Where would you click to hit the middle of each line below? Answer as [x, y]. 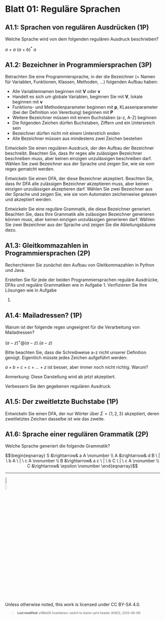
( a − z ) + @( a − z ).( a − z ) [29, 342]
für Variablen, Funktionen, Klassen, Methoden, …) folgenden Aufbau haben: [82, 82]
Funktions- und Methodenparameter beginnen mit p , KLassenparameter [85, 107]
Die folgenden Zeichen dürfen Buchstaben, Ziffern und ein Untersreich [84, 123]
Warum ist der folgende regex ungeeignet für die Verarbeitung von [72, 327]
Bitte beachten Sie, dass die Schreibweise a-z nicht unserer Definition [76, 352]
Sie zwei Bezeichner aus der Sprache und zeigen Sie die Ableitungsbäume [81, 225]
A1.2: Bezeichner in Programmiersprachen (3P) [79, 65]
